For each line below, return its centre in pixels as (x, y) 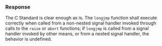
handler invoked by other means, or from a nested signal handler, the (77, 34)
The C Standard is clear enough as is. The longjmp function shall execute (81, 18)
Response (18, 7)
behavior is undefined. (29, 39)
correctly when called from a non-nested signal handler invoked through (81, 23)
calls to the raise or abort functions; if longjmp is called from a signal (77, 28)
